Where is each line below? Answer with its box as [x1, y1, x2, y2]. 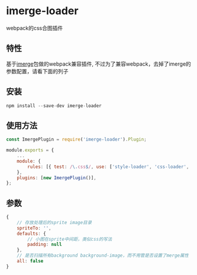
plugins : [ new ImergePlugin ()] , [17, 174, 96, 181]
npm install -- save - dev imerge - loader [6, 102, 102, 109]
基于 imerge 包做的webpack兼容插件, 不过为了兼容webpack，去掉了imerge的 [6, 60, 191, 67]
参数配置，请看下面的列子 [6, 67, 69, 75]
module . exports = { [6, 147, 54, 153]
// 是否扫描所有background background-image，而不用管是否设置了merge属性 [17, 253, 189, 258]
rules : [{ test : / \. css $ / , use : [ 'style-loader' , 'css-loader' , [27, 164, 189, 170]
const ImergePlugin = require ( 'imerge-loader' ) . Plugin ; [6, 137, 147, 143]
